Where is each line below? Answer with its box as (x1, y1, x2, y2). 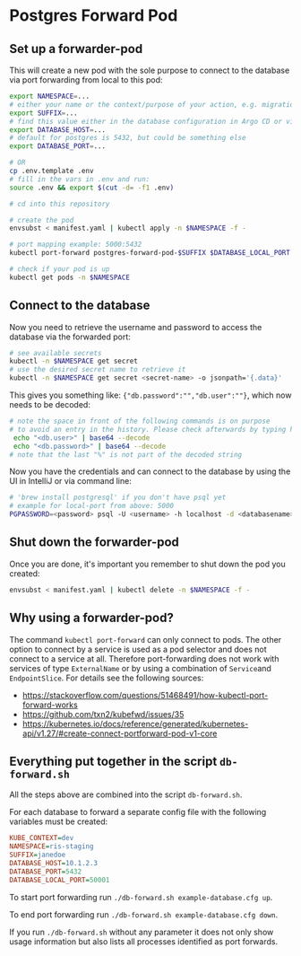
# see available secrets (9, 348, 102, 357)
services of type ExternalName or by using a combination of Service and (9, 662, 271, 673)
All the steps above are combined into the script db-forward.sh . (9, 789, 243, 800)
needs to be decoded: (9, 399, 91, 410)
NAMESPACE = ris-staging (9, 842, 94, 851)
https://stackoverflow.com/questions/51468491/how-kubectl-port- (21, 689, 269, 700)
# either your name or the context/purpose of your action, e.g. (9, 100, 258, 109)
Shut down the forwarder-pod (9, 535, 179, 550)
